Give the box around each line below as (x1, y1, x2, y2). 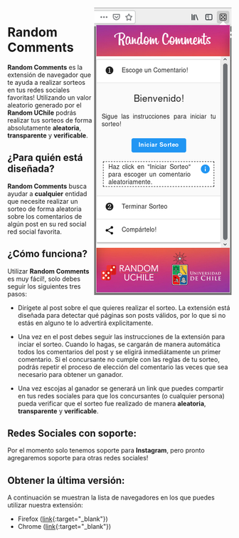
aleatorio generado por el (7, 100, 82, 109)
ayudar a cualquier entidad (7, 189, 87, 198)
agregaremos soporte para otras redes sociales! (7, 454, 149, 462)
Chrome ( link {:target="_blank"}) (17, 522, 112, 531)
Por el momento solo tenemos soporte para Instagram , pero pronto (7, 446, 205, 455)
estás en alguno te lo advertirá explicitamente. (17, 319, 154, 327)
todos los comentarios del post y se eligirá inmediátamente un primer (17, 347, 221, 356)
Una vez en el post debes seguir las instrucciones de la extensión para (17, 332, 225, 341)
